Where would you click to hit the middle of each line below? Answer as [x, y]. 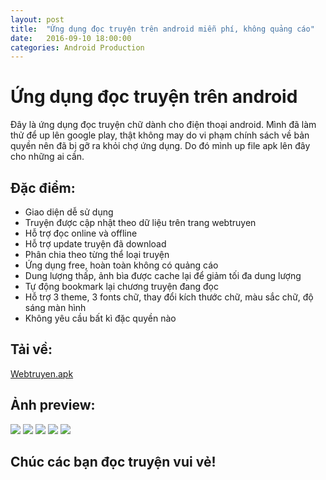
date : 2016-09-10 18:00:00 [71, 38]
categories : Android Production [77, 47]
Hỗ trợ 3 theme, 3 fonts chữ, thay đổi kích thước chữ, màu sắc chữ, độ [169, 297]
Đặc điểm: [43, 187]
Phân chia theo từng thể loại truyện [97, 254]
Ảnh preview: [53, 405]
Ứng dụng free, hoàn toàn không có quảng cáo [121, 265]
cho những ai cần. [47, 157]
